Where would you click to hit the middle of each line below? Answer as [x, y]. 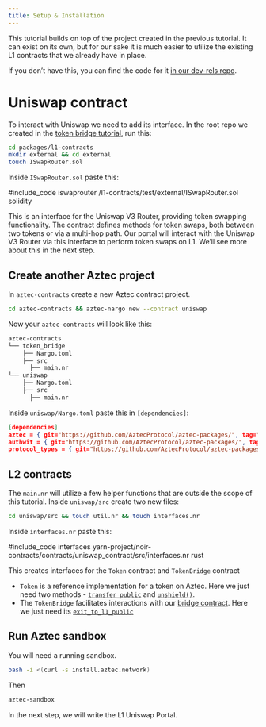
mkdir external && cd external [60, 155]
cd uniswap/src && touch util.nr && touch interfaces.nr [104, 517]
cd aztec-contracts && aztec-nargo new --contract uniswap [108, 309]
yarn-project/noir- [122, 546]
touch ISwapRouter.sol [46, 162]
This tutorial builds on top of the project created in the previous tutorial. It [127, 38]
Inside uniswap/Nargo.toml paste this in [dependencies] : [99, 413]
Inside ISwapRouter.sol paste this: [63, 177]
